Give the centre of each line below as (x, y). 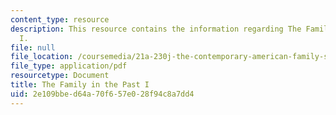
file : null (33, 47)
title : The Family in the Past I (80, 85)
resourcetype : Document (60, 76)
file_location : (42, 57)
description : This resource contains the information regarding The (156, 29)
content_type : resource (60, 19)
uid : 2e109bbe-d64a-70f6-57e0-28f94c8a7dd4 (102, 94)
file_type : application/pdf (69, 66)
